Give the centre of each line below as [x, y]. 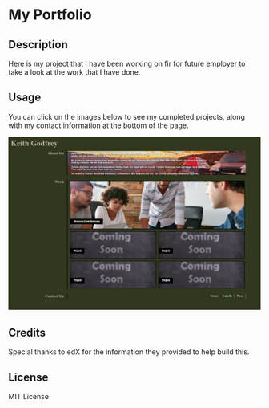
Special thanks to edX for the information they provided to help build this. [129, 352]
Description [38, 45]
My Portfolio [50, 15]
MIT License [29, 396]
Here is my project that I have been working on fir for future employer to [127, 63]
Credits [27, 332]
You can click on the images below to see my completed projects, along [127, 116]
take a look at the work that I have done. [74, 72]
